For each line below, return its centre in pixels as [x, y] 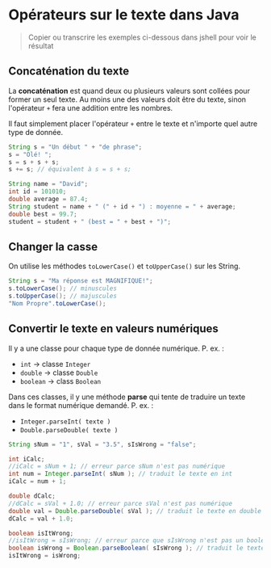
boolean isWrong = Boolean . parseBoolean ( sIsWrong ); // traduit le [126, 548]
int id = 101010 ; [38, 191]
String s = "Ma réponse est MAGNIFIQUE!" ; [81, 281]
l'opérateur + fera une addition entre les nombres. [91, 107]
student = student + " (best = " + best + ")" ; [90, 221]
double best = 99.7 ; [43, 214]
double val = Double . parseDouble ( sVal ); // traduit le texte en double [135, 511]
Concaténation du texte [69, 72]
